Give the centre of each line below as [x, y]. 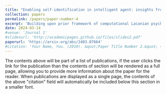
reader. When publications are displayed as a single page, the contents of [80, 76]
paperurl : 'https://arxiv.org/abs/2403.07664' [54, 42]
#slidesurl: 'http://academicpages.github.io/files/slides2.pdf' [74, 38]
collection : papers [25, 14]
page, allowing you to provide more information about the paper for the [77, 71]
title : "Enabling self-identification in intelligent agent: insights [79, 10]
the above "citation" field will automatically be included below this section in [83, 82]
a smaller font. [20, 87]
